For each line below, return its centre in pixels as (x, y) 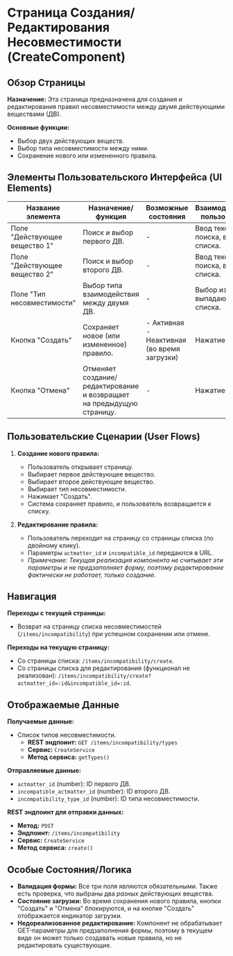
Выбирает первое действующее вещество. (92, 474)
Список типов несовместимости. (67, 735)
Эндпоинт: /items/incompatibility (68, 833)
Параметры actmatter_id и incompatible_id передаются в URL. (120, 552)
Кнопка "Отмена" (41, 390)
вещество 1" (32, 246)
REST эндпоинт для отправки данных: (66, 812)
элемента (43, 216)
